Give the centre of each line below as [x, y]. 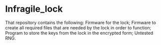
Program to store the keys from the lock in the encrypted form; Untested [79, 33]
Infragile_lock [34, 9]
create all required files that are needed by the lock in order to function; [78, 27]
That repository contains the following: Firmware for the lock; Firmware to [81, 22]
